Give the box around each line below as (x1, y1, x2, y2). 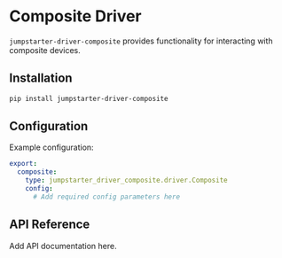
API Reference (9, 217, 90, 232)
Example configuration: (9, 142, 95, 152)
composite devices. (9, 44, 82, 55)
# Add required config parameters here (32, 192, 180, 201)
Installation (9, 71, 73, 86)
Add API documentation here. (9, 240, 117, 251)
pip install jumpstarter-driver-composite (9, 94, 168, 103)
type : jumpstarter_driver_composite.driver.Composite (25, 176, 228, 185)
